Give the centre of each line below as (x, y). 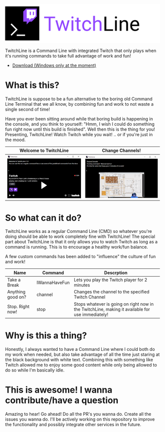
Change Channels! (122, 150)
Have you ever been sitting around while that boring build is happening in (79, 118)
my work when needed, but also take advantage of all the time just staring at (82, 354)
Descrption (116, 273)
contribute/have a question (62, 400)
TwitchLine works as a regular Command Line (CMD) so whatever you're (79, 231)
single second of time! (27, 109)
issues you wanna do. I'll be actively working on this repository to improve (80, 419)
